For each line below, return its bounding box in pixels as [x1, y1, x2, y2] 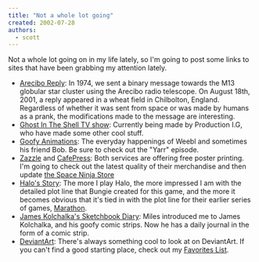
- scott [15, 33, 41, 42]
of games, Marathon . [19, 203, 88, 213]
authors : [8, 26, 37, 34]
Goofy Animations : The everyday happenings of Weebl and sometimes [19, 136, 248, 146]
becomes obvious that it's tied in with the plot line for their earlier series [19, 195, 251, 205]
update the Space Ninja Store [19, 170, 115, 180]
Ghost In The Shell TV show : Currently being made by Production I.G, [19, 120, 243, 129]
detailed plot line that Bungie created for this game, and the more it [19, 187, 236, 196]
